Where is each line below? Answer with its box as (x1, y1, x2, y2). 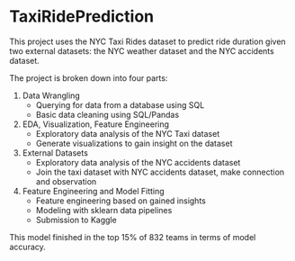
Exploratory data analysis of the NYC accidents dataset (35, 157, 241, 167)
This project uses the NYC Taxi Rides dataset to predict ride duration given (9, 36, 286, 47)
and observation (35, 175, 97, 186)
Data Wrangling (22, 90, 81, 101)
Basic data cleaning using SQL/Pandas (35, 109, 180, 120)
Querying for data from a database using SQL (35, 99, 205, 110)
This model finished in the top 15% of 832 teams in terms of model (9, 231, 256, 242)
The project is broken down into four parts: (9, 72, 168, 83)
